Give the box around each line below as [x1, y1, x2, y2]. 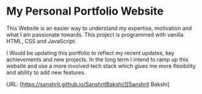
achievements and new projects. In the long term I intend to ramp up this [6, 56, 189, 63]
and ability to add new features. [6, 68, 86, 76]
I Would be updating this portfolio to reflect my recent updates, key [6, 49, 175, 56]
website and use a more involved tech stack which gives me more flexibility [6, 62, 197, 70]
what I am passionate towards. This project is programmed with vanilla [6, 31, 184, 38]
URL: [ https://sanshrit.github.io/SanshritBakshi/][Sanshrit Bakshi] [6, 81, 170, 88]
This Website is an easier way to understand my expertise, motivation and [6, 24, 192, 32]
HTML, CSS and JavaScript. [6, 37, 77, 45]
